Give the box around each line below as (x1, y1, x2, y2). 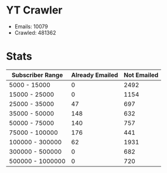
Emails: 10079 (14, 23, 49, 30)
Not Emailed (124, 71, 159, 79)
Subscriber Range (11, 71, 63, 79)
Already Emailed (71, 71, 118, 79)
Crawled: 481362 (14, 29, 56, 36)
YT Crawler (6, 4, 63, 17)
